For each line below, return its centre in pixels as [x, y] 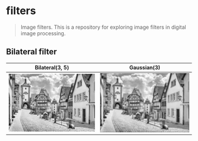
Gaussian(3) [145, 68]
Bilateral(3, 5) [52, 68]
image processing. [43, 33]
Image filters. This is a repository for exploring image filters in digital [103, 27]
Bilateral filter [32, 52]
